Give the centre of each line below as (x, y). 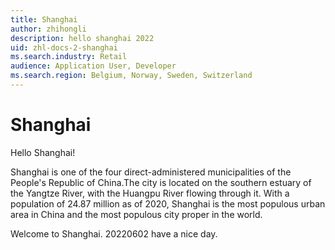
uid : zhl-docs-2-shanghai (64, 47)
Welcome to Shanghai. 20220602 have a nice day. (114, 233)
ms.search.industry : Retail (69, 57)
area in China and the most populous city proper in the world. (136, 214)
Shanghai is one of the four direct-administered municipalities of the (151, 172)
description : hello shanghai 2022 (82, 38)
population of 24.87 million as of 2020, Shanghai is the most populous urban (168, 203)
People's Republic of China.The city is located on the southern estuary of (161, 182)
